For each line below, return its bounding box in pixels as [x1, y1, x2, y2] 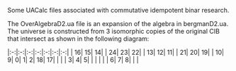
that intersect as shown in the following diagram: [7, 34, 150, 43]
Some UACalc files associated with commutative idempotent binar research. [7, 6, 230, 14]
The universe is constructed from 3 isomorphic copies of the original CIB [7, 27, 220, 35]
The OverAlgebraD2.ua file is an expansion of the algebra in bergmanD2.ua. [7, 20, 229, 27]
